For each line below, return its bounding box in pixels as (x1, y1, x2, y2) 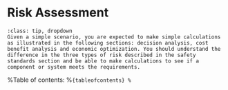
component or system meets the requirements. (7, 63, 140, 70)
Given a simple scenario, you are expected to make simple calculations (7, 33, 221, 41)
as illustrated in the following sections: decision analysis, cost (7, 39, 209, 46)
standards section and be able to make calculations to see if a (7, 57, 199, 65)
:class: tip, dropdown (7, 27, 73, 34)
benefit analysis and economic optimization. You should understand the (7, 45, 221, 52)
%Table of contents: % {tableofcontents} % (7, 76, 131, 84)
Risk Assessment (7, 5, 109, 21)
